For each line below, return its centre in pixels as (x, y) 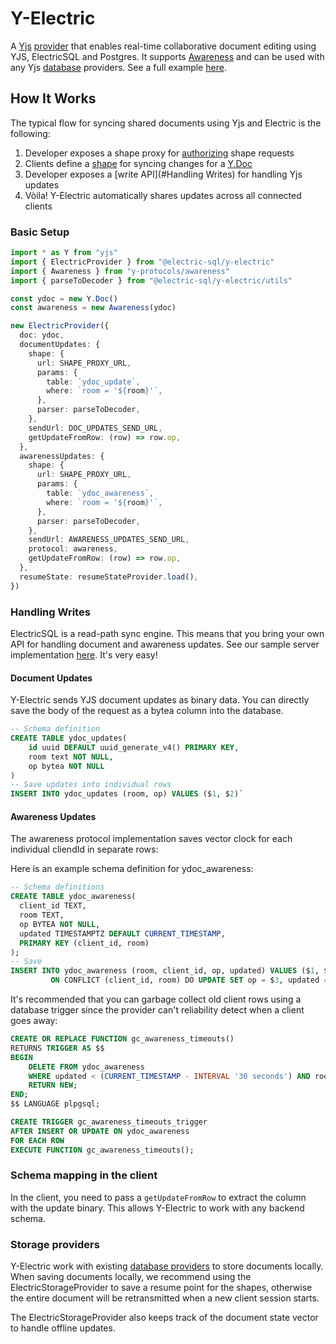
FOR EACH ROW (37, 1140)
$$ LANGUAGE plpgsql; (55, 1104)
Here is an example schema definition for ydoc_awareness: (132, 869)
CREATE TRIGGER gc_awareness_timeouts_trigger (109, 1122)
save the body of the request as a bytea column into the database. (147, 711)
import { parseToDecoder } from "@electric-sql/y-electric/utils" (151, 280)
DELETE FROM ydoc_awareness (86, 1067)
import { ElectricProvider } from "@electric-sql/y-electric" (142, 262)
